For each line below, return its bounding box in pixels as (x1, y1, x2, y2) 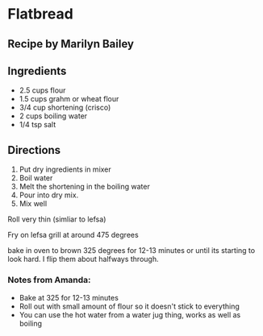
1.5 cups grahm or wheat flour (19, 94, 119, 104)
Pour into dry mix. (19, 190, 79, 200)
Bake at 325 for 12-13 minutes (19, 292, 119, 302)
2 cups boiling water (19, 111, 88, 121)
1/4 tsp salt (19, 120, 56, 130)
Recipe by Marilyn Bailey (7, 37, 135, 51)
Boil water (19, 173, 53, 183)
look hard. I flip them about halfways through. (7, 255, 159, 264)
